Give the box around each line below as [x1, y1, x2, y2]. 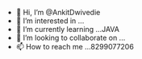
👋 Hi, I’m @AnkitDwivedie [15, 8, 101, 17]
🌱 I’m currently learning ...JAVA [15, 25, 119, 33]
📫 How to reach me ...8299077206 [15, 42, 135, 51]
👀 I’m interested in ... [15, 16, 85, 26]
